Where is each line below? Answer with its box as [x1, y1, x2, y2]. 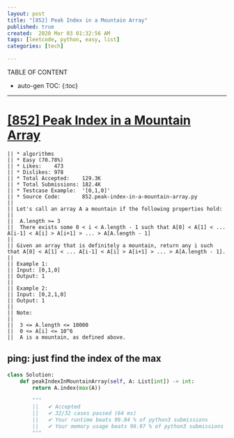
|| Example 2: [7, 284, 49, 292]
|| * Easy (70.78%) [7, 156, 64, 163]
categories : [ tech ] [7, 43, 64, 50]
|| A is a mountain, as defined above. [7, 333, 127, 341]
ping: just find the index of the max [7, 353, 162, 365]
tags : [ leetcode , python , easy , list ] [7, 36, 120, 43]
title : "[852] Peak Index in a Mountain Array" [7, 17, 148, 24]
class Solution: [7, 371, 54, 378]
